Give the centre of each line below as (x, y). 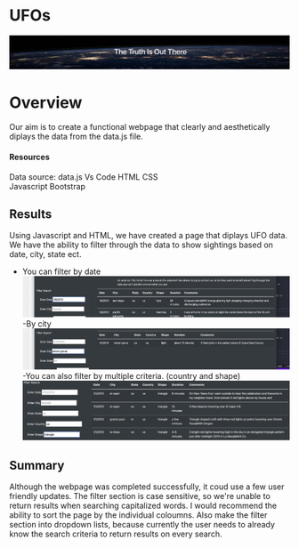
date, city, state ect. (45, 254)
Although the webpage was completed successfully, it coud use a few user (147, 487)
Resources (30, 157)
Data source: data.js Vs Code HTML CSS (84, 177)
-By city (36, 324)
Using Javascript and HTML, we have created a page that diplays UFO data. (148, 236)
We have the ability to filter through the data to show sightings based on (141, 245)
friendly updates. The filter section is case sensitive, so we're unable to (140, 496)
